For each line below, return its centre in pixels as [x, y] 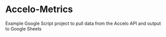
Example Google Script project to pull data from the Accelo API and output [83, 23]
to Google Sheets [23, 28]
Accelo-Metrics [39, 9]
